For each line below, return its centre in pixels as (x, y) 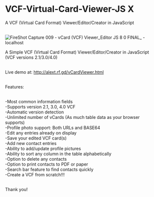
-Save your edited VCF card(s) (36, 138)
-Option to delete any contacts (36, 159)
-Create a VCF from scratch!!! (35, 174)
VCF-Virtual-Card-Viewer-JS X (70, 9)
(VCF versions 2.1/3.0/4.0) (31, 57)
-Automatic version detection (35, 112)
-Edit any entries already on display (41, 133)
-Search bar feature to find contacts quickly (49, 169)
